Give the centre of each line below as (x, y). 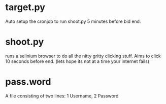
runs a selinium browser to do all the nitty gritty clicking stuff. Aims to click (83, 56)
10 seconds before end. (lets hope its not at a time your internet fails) (77, 61)
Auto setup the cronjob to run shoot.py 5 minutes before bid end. (73, 21)
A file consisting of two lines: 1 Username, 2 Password (62, 96)
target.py (25, 7)
